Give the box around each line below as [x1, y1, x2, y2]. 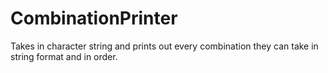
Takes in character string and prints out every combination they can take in [10, 40, 319, 52]
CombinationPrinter [10, 7, 178, 30]
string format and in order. [10, 50, 118, 62]
